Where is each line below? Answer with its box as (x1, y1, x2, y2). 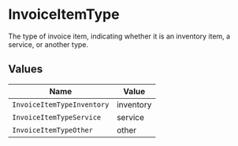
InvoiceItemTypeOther (12, 126, 93, 134)
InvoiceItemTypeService (12, 112, 102, 122)
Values (8, 63, 43, 76)
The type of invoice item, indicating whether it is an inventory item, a (8, 31, 231, 41)
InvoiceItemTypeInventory (12, 100, 110, 109)
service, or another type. (8, 39, 89, 49)
